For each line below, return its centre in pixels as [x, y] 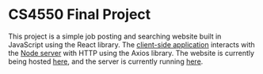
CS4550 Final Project [80, 15]
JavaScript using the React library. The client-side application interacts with [131, 44]
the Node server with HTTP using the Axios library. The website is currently [131, 53]
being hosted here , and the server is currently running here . [106, 61]
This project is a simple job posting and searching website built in [115, 36]
